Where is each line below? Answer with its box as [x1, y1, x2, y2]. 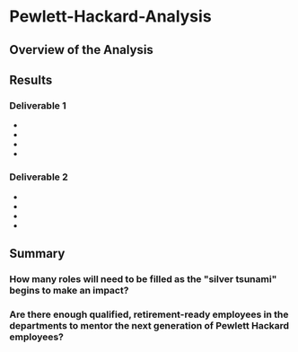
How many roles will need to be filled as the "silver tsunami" [9, 272, 277, 285]
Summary [9, 245, 66, 261]
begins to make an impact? [9, 284, 129, 296]
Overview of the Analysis [9, 42, 154, 57]
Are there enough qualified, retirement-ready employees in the [9, 308, 289, 321]
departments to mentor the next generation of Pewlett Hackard [9, 319, 290, 331]
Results [9, 72, 53, 87]
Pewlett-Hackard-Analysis [9, 6, 213, 27]
